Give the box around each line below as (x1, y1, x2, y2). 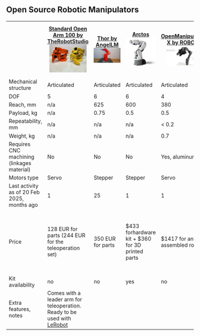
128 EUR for (47, 226, 78, 233)
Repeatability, (8, 117, 43, 125)
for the (47, 238, 64, 245)
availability (8, 281, 35, 288)
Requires (8, 140, 31, 148)
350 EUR (93, 235, 116, 242)
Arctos (132, 31, 150, 38)
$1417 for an (160, 235, 194, 242)
